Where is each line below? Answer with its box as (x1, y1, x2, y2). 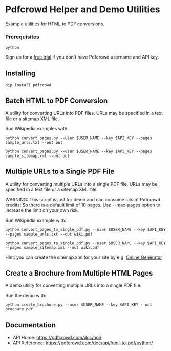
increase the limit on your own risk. (5, 207, 79, 213)
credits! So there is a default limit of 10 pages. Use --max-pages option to (5, 202, 161, 208)
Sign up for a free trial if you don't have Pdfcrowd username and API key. (5, 54, 159, 60)
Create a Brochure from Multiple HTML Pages (5, 269, 153, 278)
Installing (5, 69, 36, 77)
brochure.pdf (5, 307, 33, 312)
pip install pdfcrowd (5, 83, 52, 88)
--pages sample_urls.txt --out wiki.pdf (5, 231, 93, 237)
